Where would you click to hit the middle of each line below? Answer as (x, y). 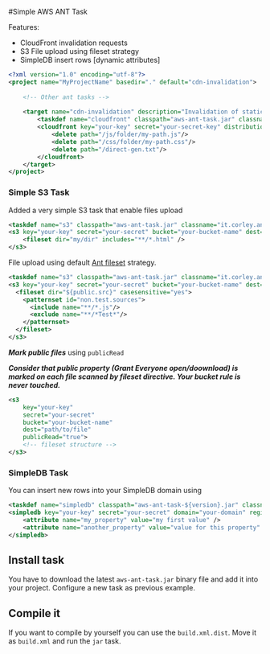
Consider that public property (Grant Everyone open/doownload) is (123, 368)
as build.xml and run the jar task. (65, 641)
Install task (36, 559)
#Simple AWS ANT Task (48, 12)
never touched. (35, 385)
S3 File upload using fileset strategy (79, 51)
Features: (24, 27)
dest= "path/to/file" (57, 430)
